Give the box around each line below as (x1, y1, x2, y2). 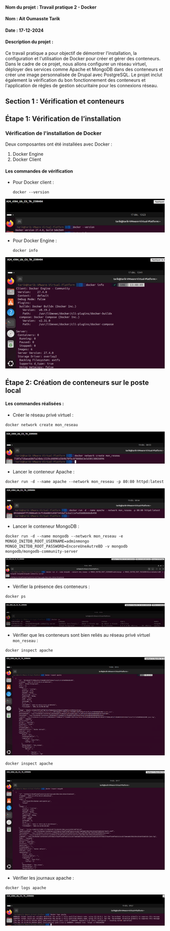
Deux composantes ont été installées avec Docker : (5, 141, 112, 147)
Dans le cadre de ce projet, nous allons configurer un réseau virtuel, (5, 61, 147, 67)
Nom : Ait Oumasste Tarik (5, 16, 60, 22)
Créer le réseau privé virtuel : (12, 411, 74, 418)
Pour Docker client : (12, 179, 54, 185)
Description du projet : (5, 39, 54, 45)
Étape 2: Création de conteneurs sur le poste (5, 378, 149, 387)
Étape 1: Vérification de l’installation (5, 114, 121, 123)
